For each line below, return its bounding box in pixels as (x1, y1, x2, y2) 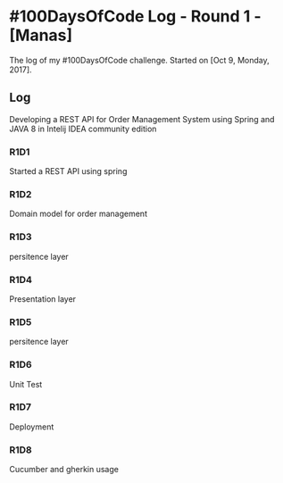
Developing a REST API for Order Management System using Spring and (9, 113, 275, 124)
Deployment (9, 421, 54, 432)
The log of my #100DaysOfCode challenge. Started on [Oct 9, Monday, (9, 54, 270, 65)
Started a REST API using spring (9, 166, 128, 177)
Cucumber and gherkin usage (9, 464, 119, 475)
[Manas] (9, 25, 73, 46)
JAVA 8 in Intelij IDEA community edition (9, 123, 157, 134)
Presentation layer (9, 293, 77, 304)
